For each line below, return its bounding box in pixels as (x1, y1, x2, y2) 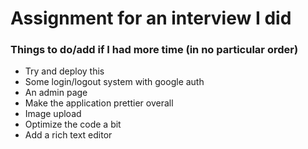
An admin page (24, 87, 88, 99)
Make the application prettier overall (24, 97, 174, 109)
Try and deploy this (24, 65, 105, 77)
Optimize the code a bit (24, 118, 122, 131)
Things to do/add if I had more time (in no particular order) (10, 43, 299, 57)
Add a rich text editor (24, 129, 113, 141)
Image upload (24, 108, 82, 120)
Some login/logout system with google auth (24, 76, 205, 88)
